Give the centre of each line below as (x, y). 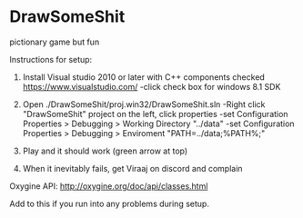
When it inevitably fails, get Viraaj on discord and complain (132, 168)
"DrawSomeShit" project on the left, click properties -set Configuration (155, 114)
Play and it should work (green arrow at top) (105, 151)
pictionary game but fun (55, 42)
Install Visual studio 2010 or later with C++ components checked (144, 77)
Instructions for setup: (51, 59)
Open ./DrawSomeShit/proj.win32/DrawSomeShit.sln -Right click (144, 104)
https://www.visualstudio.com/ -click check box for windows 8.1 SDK (151, 86)
